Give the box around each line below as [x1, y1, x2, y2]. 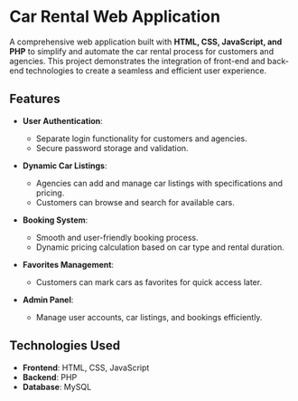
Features [9, 91, 61, 107]
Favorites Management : [22, 259, 115, 270]
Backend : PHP [22, 371, 78, 382]
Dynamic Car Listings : [22, 160, 107, 171]
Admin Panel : [22, 294, 74, 305]
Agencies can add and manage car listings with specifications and [35, 177, 283, 188]
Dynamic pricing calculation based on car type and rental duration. [35, 242, 284, 253]
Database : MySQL [22, 381, 92, 392]
